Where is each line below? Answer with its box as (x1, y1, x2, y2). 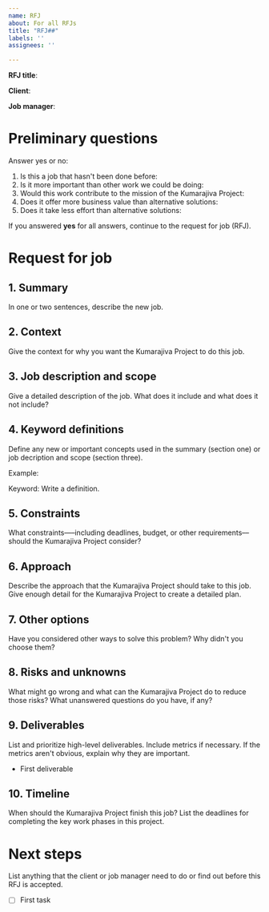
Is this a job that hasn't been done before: (19, 171, 158, 181)
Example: (8, 468, 39, 477)
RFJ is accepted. (8, 880, 63, 890)
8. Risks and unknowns (8, 665, 126, 679)
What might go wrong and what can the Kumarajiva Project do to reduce (8, 686, 247, 697)
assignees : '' (8, 42, 56, 50)
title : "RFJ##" (8, 26, 59, 34)
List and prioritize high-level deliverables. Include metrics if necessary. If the (8, 740, 261, 749)
